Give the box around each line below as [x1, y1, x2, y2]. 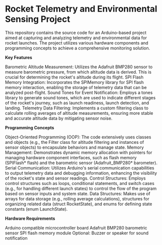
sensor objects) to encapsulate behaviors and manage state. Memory [5, 144, 144, 150]
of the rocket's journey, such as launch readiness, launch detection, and [5, 100, 149, 106]
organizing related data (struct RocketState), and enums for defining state [5, 201, 152, 207]
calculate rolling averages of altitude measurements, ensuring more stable [5, 110, 154, 116]
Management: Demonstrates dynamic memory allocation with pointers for [5, 149, 152, 155]
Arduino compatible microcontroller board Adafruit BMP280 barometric [5, 225, 147, 230]
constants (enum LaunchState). [5, 206, 68, 212]
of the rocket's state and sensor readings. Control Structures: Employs [5, 175, 146, 181]
